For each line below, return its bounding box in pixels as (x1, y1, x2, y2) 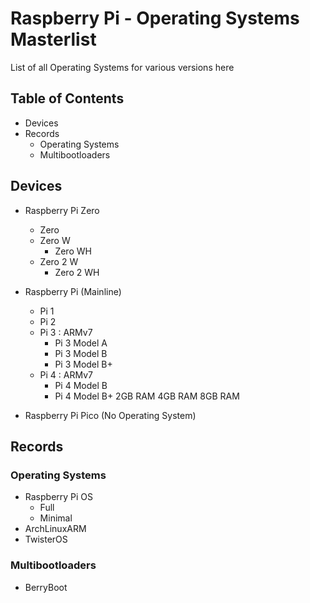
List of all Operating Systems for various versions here (10, 61, 235, 73)
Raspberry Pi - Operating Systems (10, 7, 300, 30)
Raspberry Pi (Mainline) (24, 285, 122, 297)
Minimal (39, 512, 73, 524)
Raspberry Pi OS (24, 491, 94, 503)
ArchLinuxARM (24, 523, 87, 535)
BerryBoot (24, 581, 68, 593)
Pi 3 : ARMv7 (39, 326, 93, 338)
